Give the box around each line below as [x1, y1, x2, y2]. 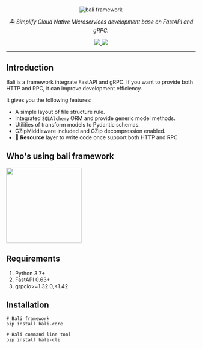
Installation [6, 300, 49, 310]
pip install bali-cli [6, 337, 61, 343]
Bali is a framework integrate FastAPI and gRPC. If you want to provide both [6, 78, 194, 86]
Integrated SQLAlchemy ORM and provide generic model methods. [14, 115, 176, 122]
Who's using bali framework [6, 151, 114, 162]
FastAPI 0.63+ [14, 276, 50, 283]
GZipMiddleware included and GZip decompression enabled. [14, 127, 166, 134]
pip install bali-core [6, 321, 63, 327]
